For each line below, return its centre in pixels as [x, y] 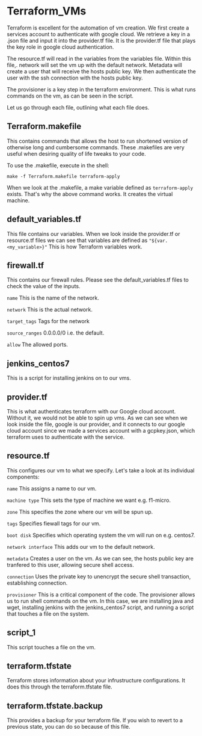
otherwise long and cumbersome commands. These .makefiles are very [96, 147]
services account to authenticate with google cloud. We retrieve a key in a [99, 34]
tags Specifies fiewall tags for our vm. [54, 523]
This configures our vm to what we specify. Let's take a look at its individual [101, 470]
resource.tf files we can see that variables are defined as [77, 240]
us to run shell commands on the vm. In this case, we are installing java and [100, 601]
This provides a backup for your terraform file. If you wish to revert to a [95, 720]
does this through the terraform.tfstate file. [60, 687]
